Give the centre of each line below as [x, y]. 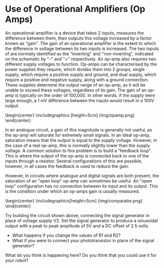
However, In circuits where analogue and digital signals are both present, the [82, 176]
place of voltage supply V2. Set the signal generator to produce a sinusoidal [82, 221]
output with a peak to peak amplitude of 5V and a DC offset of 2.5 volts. [77, 225]
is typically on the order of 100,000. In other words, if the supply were [85, 95]
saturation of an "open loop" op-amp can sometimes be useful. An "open [79, 181]
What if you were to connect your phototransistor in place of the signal [83, 240]
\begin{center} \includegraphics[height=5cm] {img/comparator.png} [74, 201]
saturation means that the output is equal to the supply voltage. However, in [81, 140]
